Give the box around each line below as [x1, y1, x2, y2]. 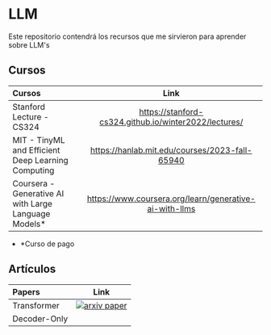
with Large [12, 198, 52, 209]
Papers [12, 286, 40, 297]
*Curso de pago [19, 239, 75, 249]
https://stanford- [139, 106, 204, 117]
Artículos [8, 262, 56, 276]
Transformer [12, 299, 60, 311]
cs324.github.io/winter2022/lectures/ [99, 116, 244, 128]
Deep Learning [12, 154, 69, 165]
